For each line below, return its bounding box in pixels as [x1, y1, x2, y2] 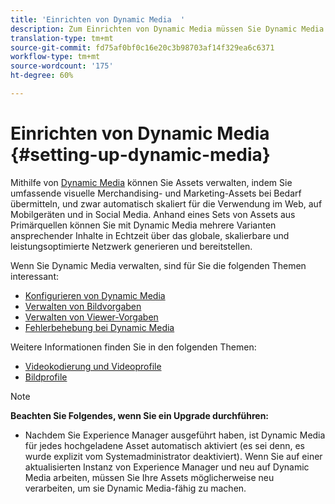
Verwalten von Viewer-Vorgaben [24, 311, 159, 323]
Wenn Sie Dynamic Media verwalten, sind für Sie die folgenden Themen [10, 259, 307, 271]
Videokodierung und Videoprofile [24, 360, 162, 372]
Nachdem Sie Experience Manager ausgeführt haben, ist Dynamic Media [24, 429, 326, 441]
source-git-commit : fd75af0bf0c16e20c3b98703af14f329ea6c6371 [10, 42, 275, 53]
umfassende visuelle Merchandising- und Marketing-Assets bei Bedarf [10, 187, 302, 199]
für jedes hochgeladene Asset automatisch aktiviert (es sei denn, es [24, 439, 305, 451]
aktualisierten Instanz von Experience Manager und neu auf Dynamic [24, 461, 310, 473]
